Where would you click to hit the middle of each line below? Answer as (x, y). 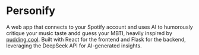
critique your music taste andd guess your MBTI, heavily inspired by (89, 33)
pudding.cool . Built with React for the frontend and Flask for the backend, (96, 39)
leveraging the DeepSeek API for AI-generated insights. (74, 46)
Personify (31, 11)
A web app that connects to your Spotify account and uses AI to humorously (99, 27)
